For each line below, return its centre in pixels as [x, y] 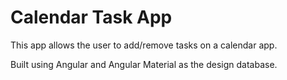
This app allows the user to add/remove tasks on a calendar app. [144, 45]
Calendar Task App [91, 17]
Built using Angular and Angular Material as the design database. [144, 64]
